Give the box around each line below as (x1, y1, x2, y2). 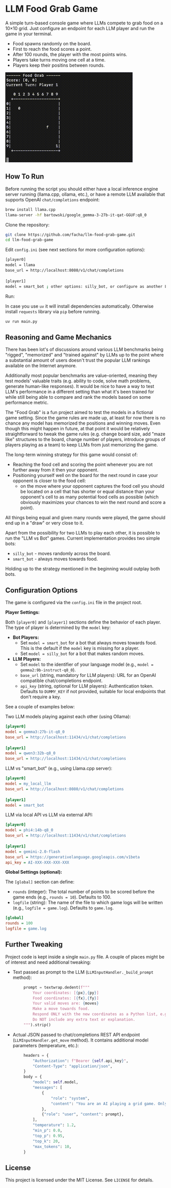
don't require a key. (20, 694, 61, 700)
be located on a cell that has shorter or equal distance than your (20, 489, 155, 495)
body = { (23, 1074, 42, 1080)
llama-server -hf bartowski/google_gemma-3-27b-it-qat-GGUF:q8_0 (5, 212, 147, 218)
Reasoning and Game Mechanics (5, 333, 112, 341)
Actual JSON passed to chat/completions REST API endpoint (12, 1031, 140, 1037)
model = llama (5, 262, 36, 268)
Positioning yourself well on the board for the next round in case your (12, 472, 158, 479)
